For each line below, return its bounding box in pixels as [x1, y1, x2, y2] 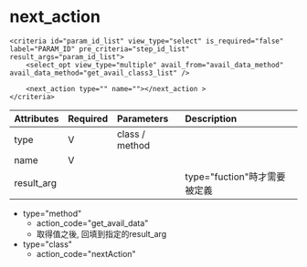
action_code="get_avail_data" [36, 217, 149, 229]
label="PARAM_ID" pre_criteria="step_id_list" [9, 44, 190, 54]
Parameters [117, 112, 169, 125]
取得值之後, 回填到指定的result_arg [36, 228, 167, 239]
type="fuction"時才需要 [185, 170, 286, 183]
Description [185, 112, 238, 125]
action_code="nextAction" [36, 248, 136, 259]
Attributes [14, 112, 59, 125]
